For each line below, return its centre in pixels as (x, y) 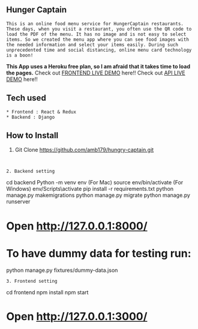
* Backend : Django (31, 117)
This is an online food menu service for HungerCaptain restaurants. (95, 23)
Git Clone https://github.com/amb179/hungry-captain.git (84, 150)
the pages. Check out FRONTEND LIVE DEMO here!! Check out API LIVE (96, 73)
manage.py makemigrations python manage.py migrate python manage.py (98, 195)
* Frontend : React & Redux (41, 112)
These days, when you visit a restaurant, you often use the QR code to (99, 29)
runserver (18, 202)
